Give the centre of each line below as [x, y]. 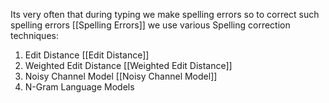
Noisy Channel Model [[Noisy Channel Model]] [121, 76]
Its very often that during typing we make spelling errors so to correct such [165, 14]
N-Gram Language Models [79, 87]
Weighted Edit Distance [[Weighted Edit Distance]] [128, 65]
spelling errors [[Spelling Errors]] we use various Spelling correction [150, 25]
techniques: [34, 35]
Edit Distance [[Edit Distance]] [87, 55]
